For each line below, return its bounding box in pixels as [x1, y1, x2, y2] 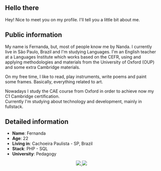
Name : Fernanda [12, 130, 46, 136]
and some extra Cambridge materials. [5, 64, 80, 70]
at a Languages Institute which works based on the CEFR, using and [5, 54, 141, 60]
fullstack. [5, 104, 23, 109]
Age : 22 [12, 136, 29, 141]
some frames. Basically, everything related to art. [5, 78, 103, 84]
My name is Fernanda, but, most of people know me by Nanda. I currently [5, 44, 152, 49]
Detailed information [5, 118, 69, 126]
